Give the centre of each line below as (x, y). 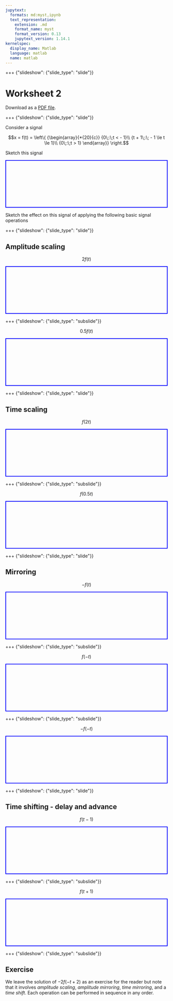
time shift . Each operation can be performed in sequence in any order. (80, 993)
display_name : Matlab (33, 48)
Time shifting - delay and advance (61, 807)
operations (17, 221)
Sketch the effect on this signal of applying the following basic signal (78, 215)
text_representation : (33, 20)
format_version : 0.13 (38, 34)
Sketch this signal (24, 153)
